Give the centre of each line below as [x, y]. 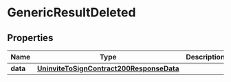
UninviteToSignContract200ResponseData [108, 68]
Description [205, 57]
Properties [30, 38]
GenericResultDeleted [71, 13]
